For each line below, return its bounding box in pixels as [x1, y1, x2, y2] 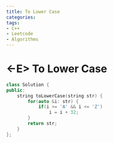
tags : [6, 20, 20, 26]
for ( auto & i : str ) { [28, 98, 79, 104]
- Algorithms [6, 36, 39, 42]
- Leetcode [6, 31, 33, 37]
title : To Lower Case [6, 8, 60, 15]
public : [6, 87, 26, 93]
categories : [6, 14, 36, 20]
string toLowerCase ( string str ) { [17, 93, 103, 99]
